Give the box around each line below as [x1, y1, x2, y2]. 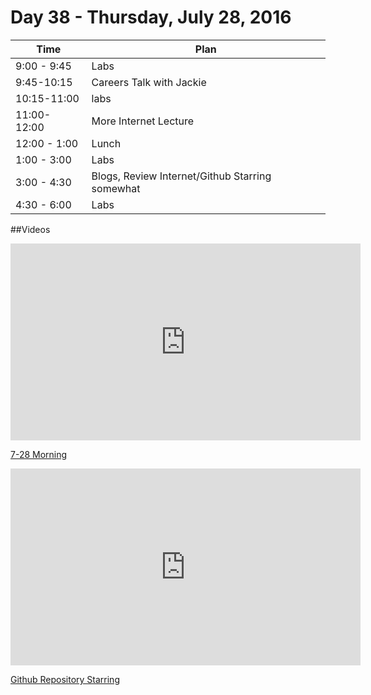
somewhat [91, 181, 141, 195]
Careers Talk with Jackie [91, 75, 207, 89]
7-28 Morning [10, 448, 68, 460]
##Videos [10, 223, 51, 235]
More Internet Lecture [91, 114, 195, 128]
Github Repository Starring [10, 673, 120, 685]
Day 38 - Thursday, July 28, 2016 [10, 6, 292, 29]
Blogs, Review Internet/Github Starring [91, 169, 272, 183]
